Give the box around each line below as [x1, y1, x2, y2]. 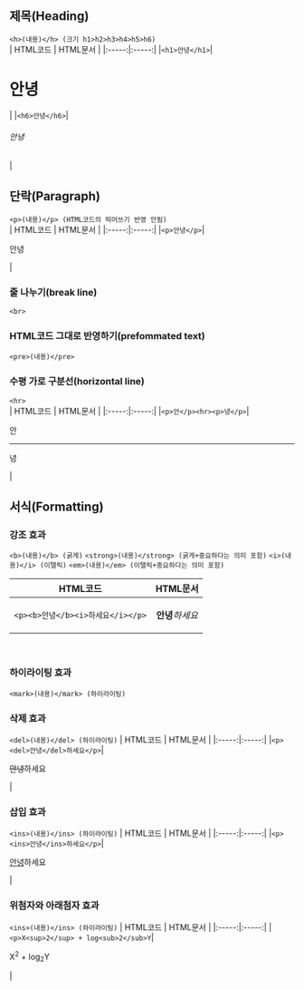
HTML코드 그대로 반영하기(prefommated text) [9, 329, 205, 342]
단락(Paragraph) [9, 189, 101, 204]
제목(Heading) [9, 8, 90, 24]
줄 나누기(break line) [9, 286, 98, 298]
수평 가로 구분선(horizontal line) [9, 375, 145, 388]
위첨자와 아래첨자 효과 [9, 899, 100, 912]
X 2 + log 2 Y [9, 949, 50, 964]
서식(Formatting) [9, 500, 104, 515]
